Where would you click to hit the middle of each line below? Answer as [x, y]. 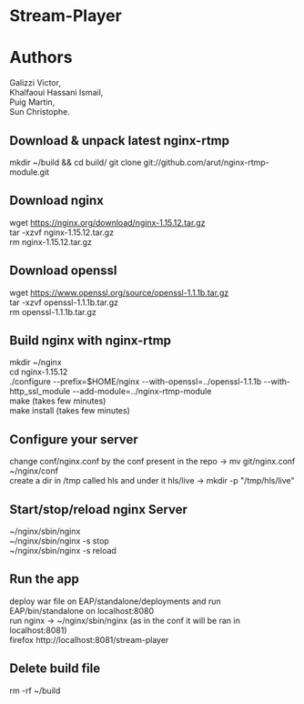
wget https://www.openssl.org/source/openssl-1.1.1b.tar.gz [119, 292]
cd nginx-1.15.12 [39, 372]
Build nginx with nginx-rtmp [90, 340]
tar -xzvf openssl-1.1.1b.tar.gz [64, 302]
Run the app [44, 579]
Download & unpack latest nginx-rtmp [120, 141]
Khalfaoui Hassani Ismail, [56, 93]
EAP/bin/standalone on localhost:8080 [82, 610]
